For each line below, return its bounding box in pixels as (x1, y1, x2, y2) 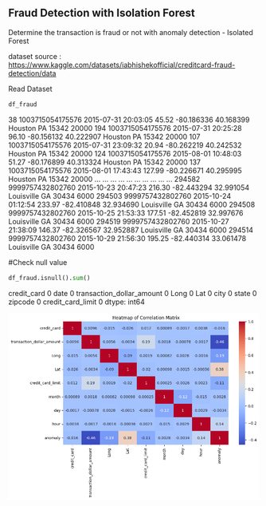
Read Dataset (8, 84, 53, 93)
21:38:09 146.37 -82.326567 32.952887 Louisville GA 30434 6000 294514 (8, 225, 253, 235)
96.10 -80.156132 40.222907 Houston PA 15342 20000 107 (8, 132, 201, 141)
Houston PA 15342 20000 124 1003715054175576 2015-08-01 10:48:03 (8, 148, 242, 158)
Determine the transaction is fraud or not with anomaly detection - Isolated (8, 27, 253, 37)
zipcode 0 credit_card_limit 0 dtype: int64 (8, 297, 146, 306)
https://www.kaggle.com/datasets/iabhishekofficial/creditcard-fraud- (8, 60, 236, 69)
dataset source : (8, 51, 62, 61)
